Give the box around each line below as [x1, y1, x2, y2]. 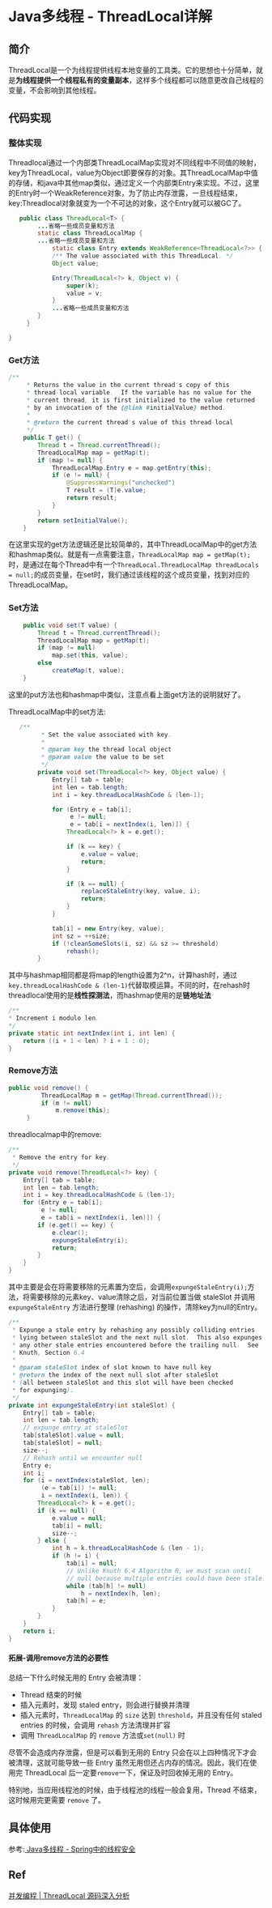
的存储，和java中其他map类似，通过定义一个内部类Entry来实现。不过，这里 [8, 177, 261, 187]
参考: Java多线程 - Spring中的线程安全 [8, 1844, 136, 1854]
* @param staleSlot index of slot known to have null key [11, 1364, 212, 1372]
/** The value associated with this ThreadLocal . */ [51, 252, 233, 260]
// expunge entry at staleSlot [23, 1424, 129, 1432]
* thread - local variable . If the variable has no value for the [26, 388, 252, 397]
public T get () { [23, 434, 82, 442]
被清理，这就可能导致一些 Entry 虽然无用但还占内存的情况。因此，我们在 [8, 1757, 250, 1767]
